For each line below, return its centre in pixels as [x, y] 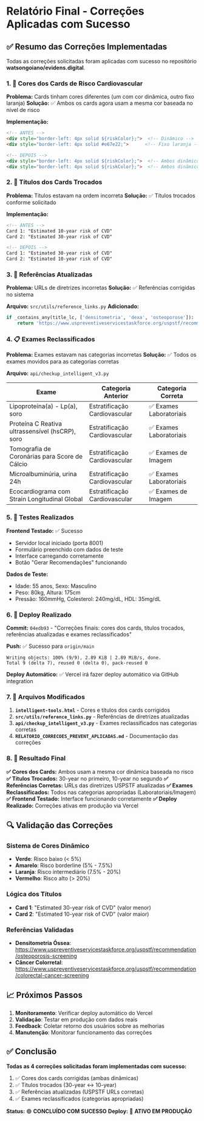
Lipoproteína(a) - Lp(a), [43, 406]
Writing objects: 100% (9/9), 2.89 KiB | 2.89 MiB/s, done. [84, 658]
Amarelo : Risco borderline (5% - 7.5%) [64, 865]
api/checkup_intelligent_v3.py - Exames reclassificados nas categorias [106, 723]
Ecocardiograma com [40, 491]
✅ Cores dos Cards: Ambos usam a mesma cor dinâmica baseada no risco [100, 771]
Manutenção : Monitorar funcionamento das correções [83, 1032]
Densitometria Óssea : [43, 943]
